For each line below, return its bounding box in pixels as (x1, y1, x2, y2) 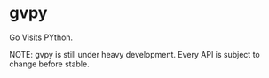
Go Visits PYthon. (9, 32, 74, 43)
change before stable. (9, 58, 91, 69)
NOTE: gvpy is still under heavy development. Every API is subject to (9, 49, 260, 59)
